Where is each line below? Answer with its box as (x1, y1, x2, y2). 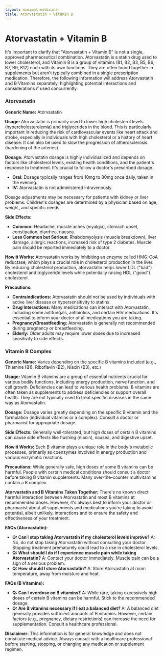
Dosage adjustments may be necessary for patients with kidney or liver (5, 194, 148, 200)
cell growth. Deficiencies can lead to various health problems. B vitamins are (5, 384, 160, 390)
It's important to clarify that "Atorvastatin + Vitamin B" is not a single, (5, 49, 144, 55)
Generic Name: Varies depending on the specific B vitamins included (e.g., (5, 359, 157, 365)
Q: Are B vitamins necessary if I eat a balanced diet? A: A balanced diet (12, 605, 159, 611)
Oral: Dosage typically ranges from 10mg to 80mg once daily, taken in (12, 174, 154, 180)
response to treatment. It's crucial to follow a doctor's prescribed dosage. (5, 164, 154, 170)
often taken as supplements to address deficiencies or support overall (5, 389, 146, 395)
